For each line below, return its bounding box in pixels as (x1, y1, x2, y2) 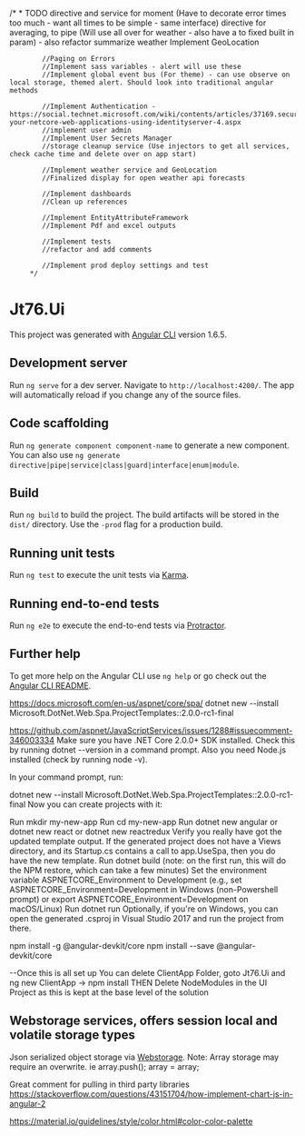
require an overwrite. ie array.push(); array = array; (9, 1061, 200, 1071)
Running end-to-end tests (9, 595, 160, 612)
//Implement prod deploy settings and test (42, 261, 209, 270)
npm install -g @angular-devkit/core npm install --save (9, 940, 215, 951)
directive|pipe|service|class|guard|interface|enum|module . (9, 459, 240, 470)
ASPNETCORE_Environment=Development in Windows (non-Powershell (9, 883, 279, 894)
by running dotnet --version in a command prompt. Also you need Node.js (9, 744, 287, 755)
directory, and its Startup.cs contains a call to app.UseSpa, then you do (9, 845, 276, 856)
